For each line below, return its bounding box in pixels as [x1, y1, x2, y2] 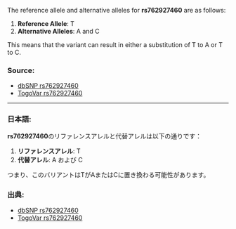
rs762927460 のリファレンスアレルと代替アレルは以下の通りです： [7, 131, 202, 140]
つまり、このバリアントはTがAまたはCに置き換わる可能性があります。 [7, 170, 210, 178]
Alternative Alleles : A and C [17, 27, 100, 35]
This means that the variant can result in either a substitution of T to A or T [7, 41, 223, 48]
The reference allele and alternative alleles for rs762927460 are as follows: [7, 6, 226, 14]
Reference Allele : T [17, 20, 75, 27]
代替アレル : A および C [17, 155, 83, 164]
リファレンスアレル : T [17, 147, 81, 155]
